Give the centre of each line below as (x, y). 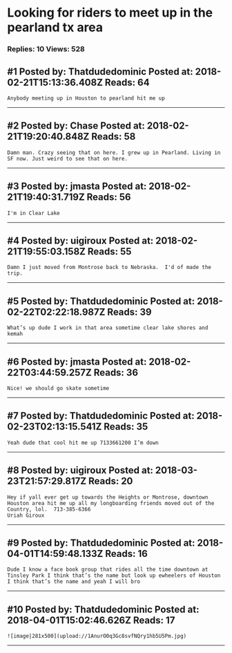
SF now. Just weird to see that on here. (68, 158)
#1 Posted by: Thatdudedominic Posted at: (100, 72)
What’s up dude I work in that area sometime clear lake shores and (108, 328)
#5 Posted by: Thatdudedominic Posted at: (101, 301)
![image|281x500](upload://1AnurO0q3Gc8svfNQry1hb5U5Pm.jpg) (97, 636)
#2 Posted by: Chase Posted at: (76, 126)
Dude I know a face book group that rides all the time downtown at (108, 570)
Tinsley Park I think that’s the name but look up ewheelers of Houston (114, 576)
